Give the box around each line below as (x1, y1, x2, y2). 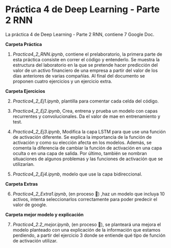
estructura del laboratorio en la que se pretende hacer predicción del (12, 62, 158, 68)
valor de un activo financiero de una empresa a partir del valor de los (12, 67, 158, 73)
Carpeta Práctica (5, 41, 42, 47)
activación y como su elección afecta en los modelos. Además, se (12, 139, 152, 145)
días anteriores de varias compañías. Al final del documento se (12, 72, 145, 79)
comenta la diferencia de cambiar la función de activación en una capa (12, 144, 162, 151)
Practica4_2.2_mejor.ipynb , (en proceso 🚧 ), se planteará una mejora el (12, 221, 161, 228)
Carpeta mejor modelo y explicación (5, 211, 84, 217)
